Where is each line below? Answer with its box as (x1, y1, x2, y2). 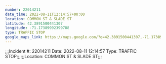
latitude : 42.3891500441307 (5, 21, 63, 26)
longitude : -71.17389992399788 (5, 26, 70, 31)
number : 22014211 (5, 7, 41, 12)
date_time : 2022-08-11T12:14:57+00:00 (5, 12, 85, 17)
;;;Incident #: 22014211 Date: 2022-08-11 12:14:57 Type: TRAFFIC (5, 48, 137, 54)
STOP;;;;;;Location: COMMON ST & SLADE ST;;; (5, 53, 102, 59)
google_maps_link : (5, 35, 43, 40)
